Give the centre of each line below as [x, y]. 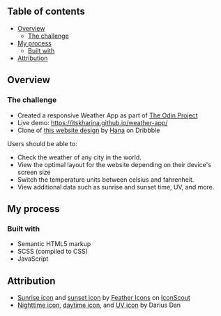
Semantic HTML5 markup [54, 244]
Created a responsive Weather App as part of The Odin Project [107, 115]
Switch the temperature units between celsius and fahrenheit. [106, 179]
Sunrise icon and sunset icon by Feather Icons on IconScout [104, 297]
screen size [34, 172]
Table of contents [46, 12]
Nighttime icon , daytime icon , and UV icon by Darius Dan [99, 305]
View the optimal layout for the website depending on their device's [114, 164]
